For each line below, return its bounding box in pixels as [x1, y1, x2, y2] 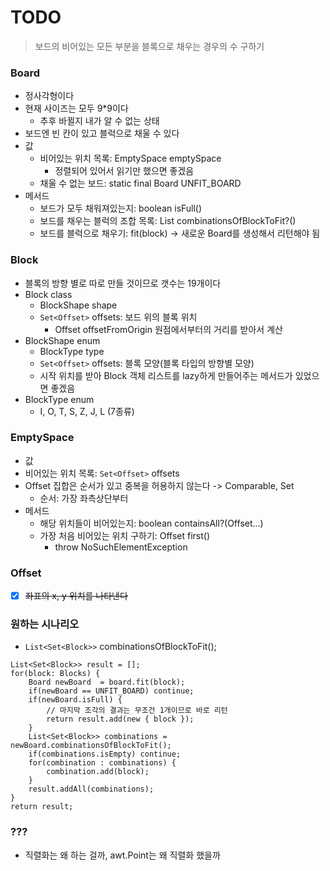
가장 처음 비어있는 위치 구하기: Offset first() [39, 529, 211, 541]
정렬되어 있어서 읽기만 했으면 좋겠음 [54, 165, 195, 177]
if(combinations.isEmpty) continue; [28, 749, 182, 760]
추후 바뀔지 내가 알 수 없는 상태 [39, 115, 160, 127]
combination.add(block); [46, 767, 150, 777]
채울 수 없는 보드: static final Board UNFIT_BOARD [39, 177, 242, 190]
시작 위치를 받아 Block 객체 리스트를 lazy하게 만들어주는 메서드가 [39, 369, 293, 381]
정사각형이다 [24, 90, 75, 102]
